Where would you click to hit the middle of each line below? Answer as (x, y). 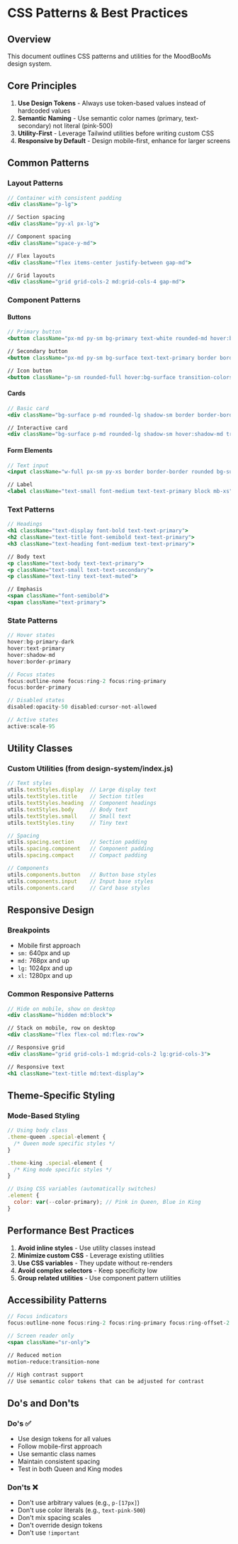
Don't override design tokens (60, 1526)
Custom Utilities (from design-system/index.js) (90, 769)
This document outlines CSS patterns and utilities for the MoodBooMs (109, 56)
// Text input (28, 466)
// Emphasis (25, 590)
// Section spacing (36, 218)
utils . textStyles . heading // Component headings (82, 803)
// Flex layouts (31, 256)
